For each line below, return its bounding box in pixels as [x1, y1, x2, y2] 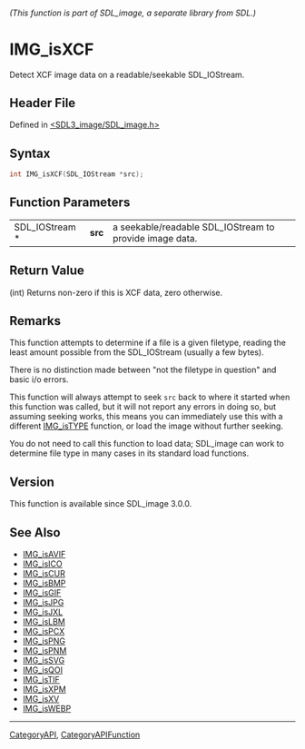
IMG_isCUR [22, 568, 65, 579]
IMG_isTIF [22, 675, 61, 685]
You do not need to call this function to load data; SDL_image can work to [9, 439, 284, 449]
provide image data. [113, 232, 198, 244]
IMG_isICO [22, 558, 63, 569]
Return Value [9, 263, 84, 279]
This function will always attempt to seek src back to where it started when [9, 391, 290, 403]
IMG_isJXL [22, 606, 64, 617]
